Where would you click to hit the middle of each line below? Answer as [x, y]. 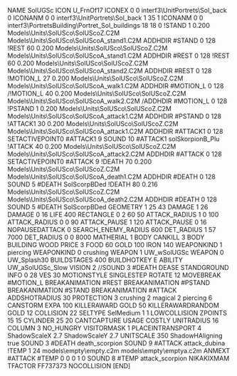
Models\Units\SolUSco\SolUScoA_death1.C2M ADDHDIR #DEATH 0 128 [111, 177]
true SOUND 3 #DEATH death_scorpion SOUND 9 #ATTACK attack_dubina [116, 343]
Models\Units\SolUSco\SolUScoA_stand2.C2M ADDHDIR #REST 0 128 [110, 71]
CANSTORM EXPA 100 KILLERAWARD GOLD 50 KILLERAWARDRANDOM [113, 305]
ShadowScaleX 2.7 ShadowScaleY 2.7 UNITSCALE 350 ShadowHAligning [115, 335]
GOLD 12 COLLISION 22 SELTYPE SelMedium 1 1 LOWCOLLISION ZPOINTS [117, 313]
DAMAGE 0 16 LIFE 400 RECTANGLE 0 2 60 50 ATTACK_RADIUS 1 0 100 [113, 214]
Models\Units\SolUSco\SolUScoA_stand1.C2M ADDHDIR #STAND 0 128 [111, 41]
